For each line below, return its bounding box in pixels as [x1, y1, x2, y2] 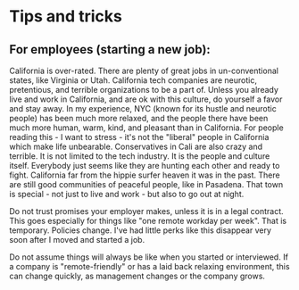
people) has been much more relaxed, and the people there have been [9, 113, 269, 123]
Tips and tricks [9, 6, 122, 27]
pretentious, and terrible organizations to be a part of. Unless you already [9, 85, 279, 95]
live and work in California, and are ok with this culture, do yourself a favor [9, 94, 283, 104]
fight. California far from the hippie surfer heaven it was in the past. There [9, 170, 280, 180]
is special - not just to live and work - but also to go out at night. [9, 189, 245, 199]
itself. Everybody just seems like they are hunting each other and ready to [9, 161, 280, 170]
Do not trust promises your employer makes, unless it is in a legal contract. [9, 206, 284, 216]
